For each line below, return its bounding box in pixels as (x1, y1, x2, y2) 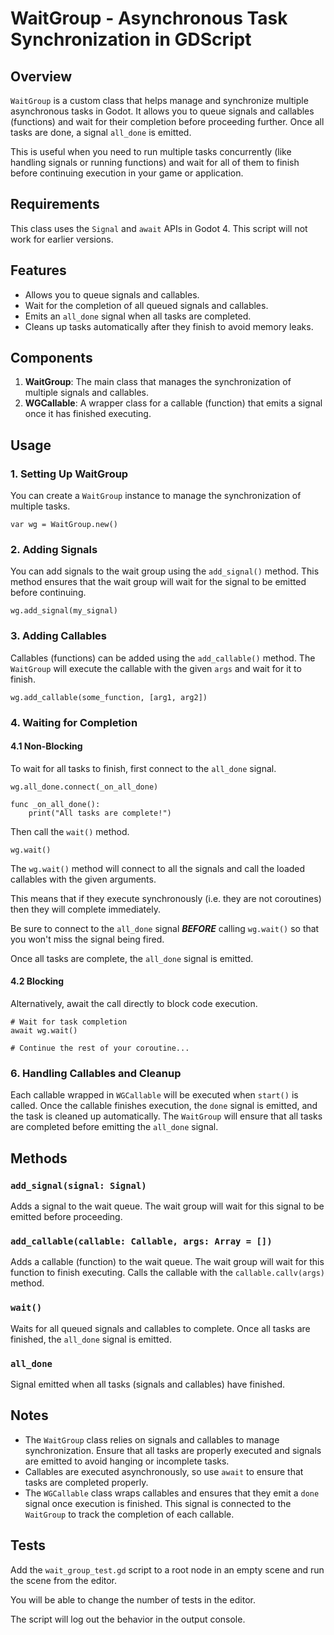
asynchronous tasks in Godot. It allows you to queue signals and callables (10, 105, 315, 117)
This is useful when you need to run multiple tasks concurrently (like (10, 146, 292, 157)
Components (10, 350, 93, 367)
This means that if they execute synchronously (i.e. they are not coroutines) (10, 892, 322, 904)
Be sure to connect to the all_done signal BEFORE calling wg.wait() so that (10, 922, 320, 934)
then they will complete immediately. (10, 903, 161, 915)
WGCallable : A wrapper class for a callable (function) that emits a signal (24, 397, 323, 409)
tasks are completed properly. (24, 1476, 149, 1488)
